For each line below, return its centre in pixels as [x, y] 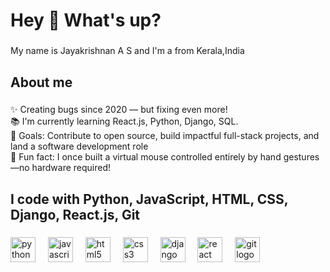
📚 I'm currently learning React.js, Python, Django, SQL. [124, 121]
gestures [301, 157]
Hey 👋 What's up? [86, 20]
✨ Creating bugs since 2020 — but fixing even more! [119, 110]
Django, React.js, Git [75, 214]
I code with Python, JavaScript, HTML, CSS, [149, 199]
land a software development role [79, 146]
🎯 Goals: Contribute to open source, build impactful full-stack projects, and [165, 136]
